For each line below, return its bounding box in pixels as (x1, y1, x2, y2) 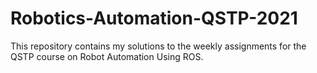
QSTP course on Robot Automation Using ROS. (10, 50, 204, 62)
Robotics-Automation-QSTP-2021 (10, 7, 298, 30)
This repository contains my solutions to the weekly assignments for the (10, 40, 307, 52)
